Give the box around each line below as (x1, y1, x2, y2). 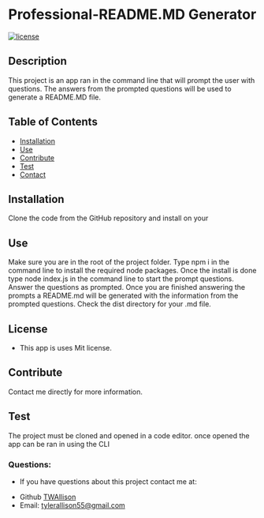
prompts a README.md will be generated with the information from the (8, 291, 239, 301)
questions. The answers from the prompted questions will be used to (8, 84, 232, 93)
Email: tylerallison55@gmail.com (19, 500, 126, 510)
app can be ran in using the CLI (8, 439, 110, 449)
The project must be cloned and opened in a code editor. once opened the (8, 430, 250, 440)
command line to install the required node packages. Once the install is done (8, 266, 257, 276)
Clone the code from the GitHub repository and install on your (8, 213, 209, 223)
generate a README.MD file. (8, 92, 101, 102)
